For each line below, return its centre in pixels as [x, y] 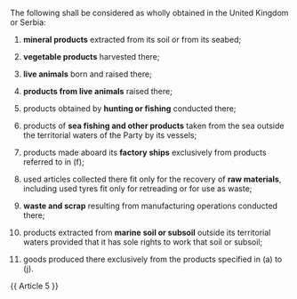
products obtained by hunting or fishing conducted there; [129, 109]
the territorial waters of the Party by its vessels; [110, 135]
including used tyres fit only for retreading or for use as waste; [137, 189]
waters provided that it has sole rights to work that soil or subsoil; [143, 242]
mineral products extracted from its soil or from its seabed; [132, 40]
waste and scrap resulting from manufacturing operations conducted [150, 206]
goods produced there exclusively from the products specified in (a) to [153, 259]
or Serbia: [28, 22]
